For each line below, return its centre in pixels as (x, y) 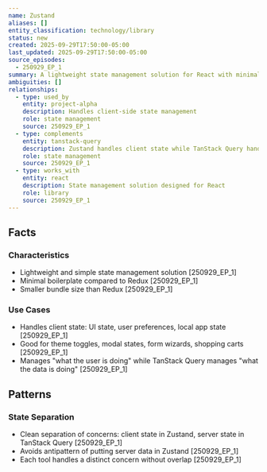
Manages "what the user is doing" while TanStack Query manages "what (139, 361)
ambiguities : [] (35, 82)
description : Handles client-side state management (110, 112)
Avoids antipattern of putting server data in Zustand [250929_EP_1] (129, 451)
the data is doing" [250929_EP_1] (74, 369)
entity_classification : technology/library (81, 30)
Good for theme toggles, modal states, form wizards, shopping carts (132, 344)
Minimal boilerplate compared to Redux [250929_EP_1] (109, 281)
